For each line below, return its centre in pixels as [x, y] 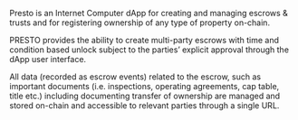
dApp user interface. [48, 59]
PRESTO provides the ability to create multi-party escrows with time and [144, 40]
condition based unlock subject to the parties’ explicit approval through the [149, 50]
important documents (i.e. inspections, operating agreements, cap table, [144, 86]
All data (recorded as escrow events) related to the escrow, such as [135, 77]
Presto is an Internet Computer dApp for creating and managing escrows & [149, 13]
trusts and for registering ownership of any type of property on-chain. [139, 23]
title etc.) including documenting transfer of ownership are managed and [145, 96]
